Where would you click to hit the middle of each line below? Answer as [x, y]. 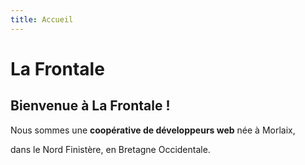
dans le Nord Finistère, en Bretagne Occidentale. [110, 149]
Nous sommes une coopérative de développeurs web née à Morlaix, [153, 130]
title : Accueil [42, 19]
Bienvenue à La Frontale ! [90, 106]
